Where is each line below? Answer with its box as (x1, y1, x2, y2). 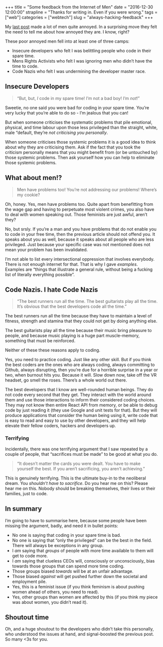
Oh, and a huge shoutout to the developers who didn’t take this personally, (5, 626, 154, 632)
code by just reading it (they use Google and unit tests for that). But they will (5, 407, 158, 413)
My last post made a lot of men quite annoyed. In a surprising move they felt (5, 24, 157, 30)
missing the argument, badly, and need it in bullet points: (5, 523, 118, 529)
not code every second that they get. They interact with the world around (5, 392, 151, 398)
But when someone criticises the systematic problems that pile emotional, (5, 119, 153, 125)
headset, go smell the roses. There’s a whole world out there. (5, 377, 127, 383)
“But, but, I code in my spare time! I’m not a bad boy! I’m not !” (16, 95, 140, 101)
